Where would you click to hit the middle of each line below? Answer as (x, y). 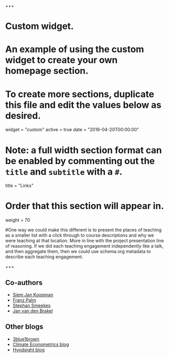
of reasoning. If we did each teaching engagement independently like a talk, (84, 246)
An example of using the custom (75, 49)
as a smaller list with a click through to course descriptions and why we (80, 235)
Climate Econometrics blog (41, 344)
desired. (23, 116)
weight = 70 (18, 220)
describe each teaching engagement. (44, 257)
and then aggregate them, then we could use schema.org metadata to (78, 252)
